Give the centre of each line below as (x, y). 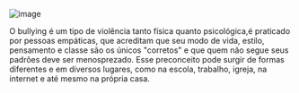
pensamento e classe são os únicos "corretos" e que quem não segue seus (149, 50)
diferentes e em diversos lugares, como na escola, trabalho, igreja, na (138, 69)
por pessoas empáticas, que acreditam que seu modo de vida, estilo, (137, 41)
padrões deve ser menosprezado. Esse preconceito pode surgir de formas (147, 59)
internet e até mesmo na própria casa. (80, 79)
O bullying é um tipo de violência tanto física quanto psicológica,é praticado (150, 31)
